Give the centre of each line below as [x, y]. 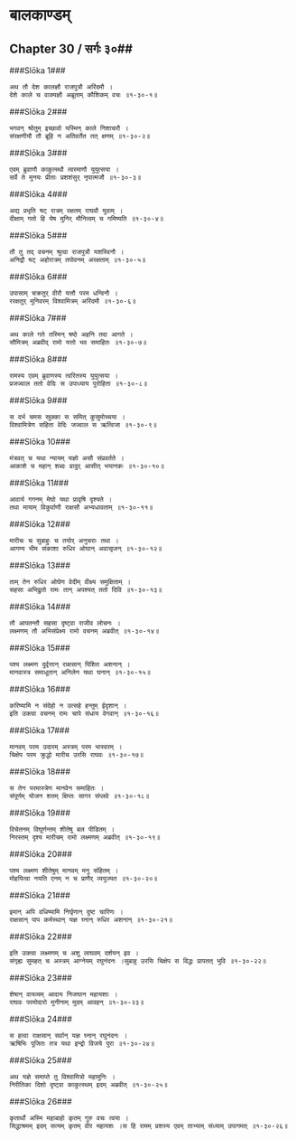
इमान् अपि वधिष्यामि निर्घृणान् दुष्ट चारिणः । [66, 912]
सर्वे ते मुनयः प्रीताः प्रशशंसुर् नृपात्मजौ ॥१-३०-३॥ [75, 177]
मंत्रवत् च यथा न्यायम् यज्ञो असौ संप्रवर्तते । [67, 458]
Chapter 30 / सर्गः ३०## [71, 48]
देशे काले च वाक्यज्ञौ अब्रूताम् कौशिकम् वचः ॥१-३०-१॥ [84, 95]
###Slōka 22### [41, 937]
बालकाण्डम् [40, 15]
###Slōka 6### [38, 277]
